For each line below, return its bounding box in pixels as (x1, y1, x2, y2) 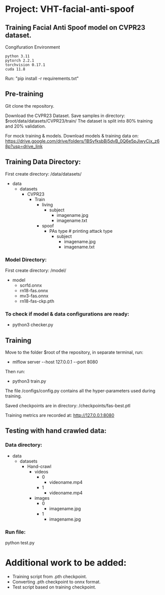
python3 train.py (12, 378, 46, 384)
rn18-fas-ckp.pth (19, 298, 55, 304)
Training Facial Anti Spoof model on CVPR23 (5, 23, 146, 32)
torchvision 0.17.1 (5, 63, 46, 67)
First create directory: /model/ (5, 267, 66, 273)
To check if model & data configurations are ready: (5, 310, 130, 317)
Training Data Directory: (5, 158, 81, 166)
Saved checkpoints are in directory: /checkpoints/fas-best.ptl (5, 403, 130, 409)
